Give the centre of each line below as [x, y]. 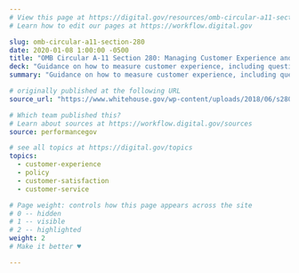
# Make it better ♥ [45, 246]
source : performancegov [53, 132]
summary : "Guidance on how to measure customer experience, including [143, 75]
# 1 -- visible [37, 222]
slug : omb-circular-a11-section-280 [77, 42]
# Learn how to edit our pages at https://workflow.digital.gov [131, 26]
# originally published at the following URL [95, 91]
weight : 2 [28, 238]
